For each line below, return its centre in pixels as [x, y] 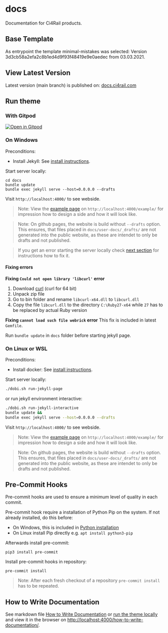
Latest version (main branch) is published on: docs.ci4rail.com [71, 85]
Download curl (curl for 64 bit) [44, 288]
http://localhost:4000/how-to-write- [105, 620]
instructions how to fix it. [44, 255]
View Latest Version [38, 73]
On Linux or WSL [26, 349]
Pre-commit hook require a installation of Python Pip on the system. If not [82, 512]
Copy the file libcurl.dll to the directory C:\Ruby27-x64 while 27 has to [88, 305]
